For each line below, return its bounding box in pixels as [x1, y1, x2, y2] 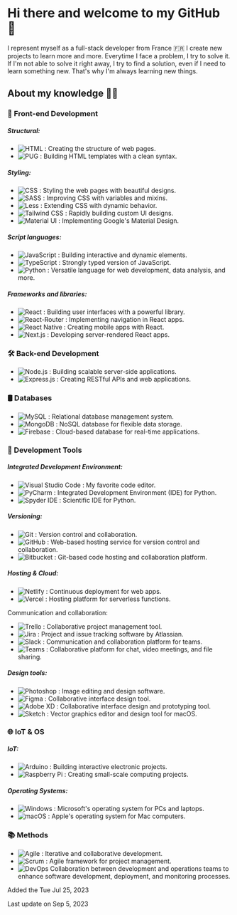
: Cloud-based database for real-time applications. [52, 427, 200, 436]
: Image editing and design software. [57, 686, 165, 695]
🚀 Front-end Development [7, 109, 99, 119]
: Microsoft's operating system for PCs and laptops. [53, 805, 204, 813]
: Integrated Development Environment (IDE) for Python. [53, 488, 217, 496]
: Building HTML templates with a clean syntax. [40, 152, 177, 161]
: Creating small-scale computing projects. [64, 770, 189, 779]
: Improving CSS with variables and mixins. [43, 194, 168, 202]
